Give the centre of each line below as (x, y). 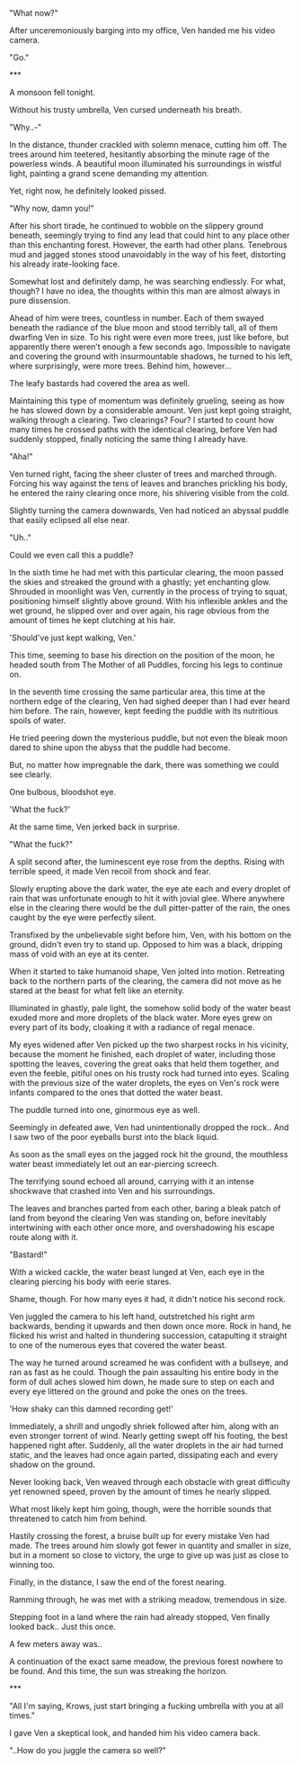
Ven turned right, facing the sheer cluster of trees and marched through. (143, 474)
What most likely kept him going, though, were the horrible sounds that (141, 1509)
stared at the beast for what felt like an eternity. (97, 991)
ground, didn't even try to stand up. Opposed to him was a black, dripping (146, 944)
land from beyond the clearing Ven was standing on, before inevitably (138, 1218)
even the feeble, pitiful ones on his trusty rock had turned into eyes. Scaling (149, 1073)
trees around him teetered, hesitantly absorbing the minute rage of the (139, 154)
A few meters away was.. (56, 1644)
